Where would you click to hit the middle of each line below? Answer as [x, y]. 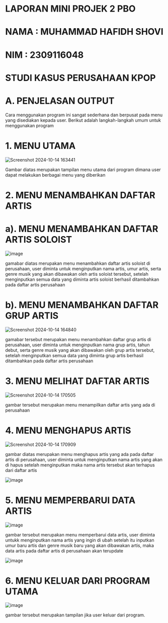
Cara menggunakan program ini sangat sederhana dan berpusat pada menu [84, 115]
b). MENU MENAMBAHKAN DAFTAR [82, 305]
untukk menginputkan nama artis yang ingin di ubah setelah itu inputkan [80, 540]
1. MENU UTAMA [40, 146]
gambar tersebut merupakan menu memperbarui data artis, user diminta [80, 534]
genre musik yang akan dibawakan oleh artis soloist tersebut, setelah [77, 274]
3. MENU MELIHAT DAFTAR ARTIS [77, 381]
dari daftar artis [21, 470]
